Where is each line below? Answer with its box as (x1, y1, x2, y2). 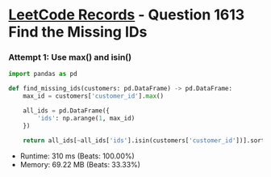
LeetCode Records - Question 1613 (8, 6, 245, 24)
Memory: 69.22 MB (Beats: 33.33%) (19, 159, 141, 169)
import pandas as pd (8, 70, 78, 78)
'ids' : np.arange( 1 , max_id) (37, 114, 135, 122)
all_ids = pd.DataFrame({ (23, 107, 110, 115)
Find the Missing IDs (8, 23, 148, 41)
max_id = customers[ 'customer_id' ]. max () (23, 92, 164, 100)
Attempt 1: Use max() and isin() (8, 52, 131, 63)
